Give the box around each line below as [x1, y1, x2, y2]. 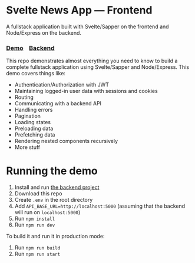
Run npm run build [14, 244, 61, 251]
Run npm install [14, 215, 55, 222]
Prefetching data [14, 131, 55, 138]
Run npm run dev [14, 221, 55, 228]
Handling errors [14, 106, 53, 114]
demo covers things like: [6, 70, 66, 77]
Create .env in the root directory [14, 197, 93, 204]
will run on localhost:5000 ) [14, 209, 81, 216]
